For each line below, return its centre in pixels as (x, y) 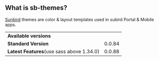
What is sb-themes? (36, 8)
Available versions (29, 36)
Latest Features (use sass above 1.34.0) (54, 51)
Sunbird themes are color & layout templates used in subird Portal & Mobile (79, 19)
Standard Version (28, 44)
